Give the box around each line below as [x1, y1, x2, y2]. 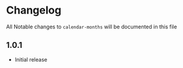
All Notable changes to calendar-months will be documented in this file [6, 23, 178, 30]
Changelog [6, 4, 62, 17]
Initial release [14, 56, 47, 63]
